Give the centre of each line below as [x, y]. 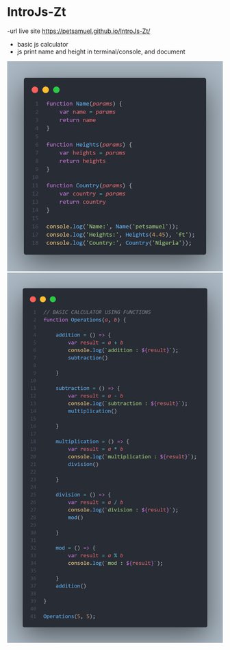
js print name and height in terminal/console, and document [101, 51]
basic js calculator [42, 44]
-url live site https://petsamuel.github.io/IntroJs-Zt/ [79, 31]
